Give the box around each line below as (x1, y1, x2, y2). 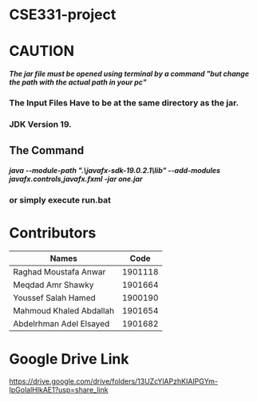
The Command (9, 144, 85, 157)
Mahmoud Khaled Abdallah (13, 305, 115, 316)
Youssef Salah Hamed (13, 292, 97, 303)
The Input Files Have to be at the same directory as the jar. (9, 97, 239, 108)
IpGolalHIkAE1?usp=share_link (9, 384, 109, 394)
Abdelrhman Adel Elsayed (13, 317, 110, 329)
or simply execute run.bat (9, 194, 111, 205)
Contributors (9, 223, 97, 242)
